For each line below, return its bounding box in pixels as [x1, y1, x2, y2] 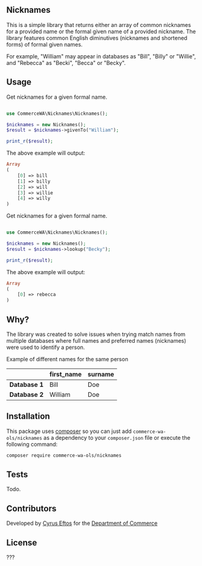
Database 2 [9, 390, 44, 399]
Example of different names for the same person [6, 355, 129, 362]
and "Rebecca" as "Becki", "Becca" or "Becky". [6, 59, 126, 66]
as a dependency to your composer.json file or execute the [43, 434, 191, 441]
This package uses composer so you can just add [6, 427, 132, 435]
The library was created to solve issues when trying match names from [6, 331, 185, 338]
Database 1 [9, 380, 44, 389]
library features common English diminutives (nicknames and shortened [6, 34, 188, 42]
